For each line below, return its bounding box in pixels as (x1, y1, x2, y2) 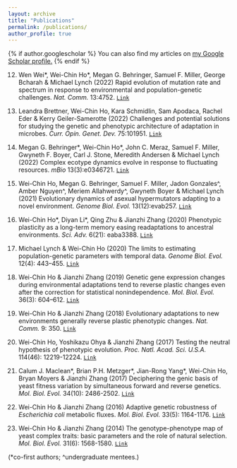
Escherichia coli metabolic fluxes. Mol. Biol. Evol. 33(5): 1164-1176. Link (18, 411, 226, 419)
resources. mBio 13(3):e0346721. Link (18, 165, 130, 174)
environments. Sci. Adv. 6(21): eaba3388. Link (18, 230, 154, 239)
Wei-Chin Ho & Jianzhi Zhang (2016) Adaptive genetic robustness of (18, 403, 217, 411)
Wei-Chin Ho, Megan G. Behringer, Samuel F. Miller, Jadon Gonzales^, (18, 180, 221, 188)
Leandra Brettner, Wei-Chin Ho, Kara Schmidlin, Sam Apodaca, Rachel (18, 107, 223, 115)
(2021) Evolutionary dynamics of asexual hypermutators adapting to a (18, 194, 221, 203)
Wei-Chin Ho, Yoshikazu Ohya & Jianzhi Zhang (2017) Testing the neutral (18, 338, 231, 346)
